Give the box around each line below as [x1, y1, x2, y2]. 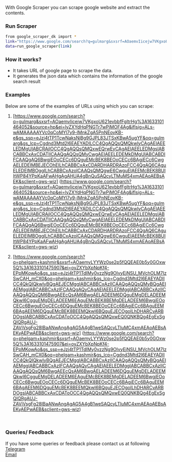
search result [12, 78, 41, 85]
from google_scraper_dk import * [5, 34, 77, 39]
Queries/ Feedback [5, 429, 54, 436]
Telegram [5, 446, 26, 452]
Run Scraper [5, 23, 37, 30]
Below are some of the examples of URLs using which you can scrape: [5, 103, 155, 109]
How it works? [5, 56, 42, 63]
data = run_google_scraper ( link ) [5, 44, 72, 49]
